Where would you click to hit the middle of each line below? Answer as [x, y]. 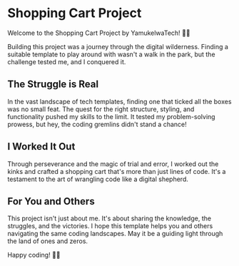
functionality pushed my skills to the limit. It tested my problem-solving [111, 116]
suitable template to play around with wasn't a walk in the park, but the [111, 54]
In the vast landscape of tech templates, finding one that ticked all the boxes [119, 101]
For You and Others [51, 201]
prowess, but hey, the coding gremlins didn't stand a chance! [97, 124]
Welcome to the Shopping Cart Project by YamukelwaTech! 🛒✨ [99, 33]
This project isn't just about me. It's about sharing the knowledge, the [110, 218]
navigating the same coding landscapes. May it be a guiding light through [115, 234]
